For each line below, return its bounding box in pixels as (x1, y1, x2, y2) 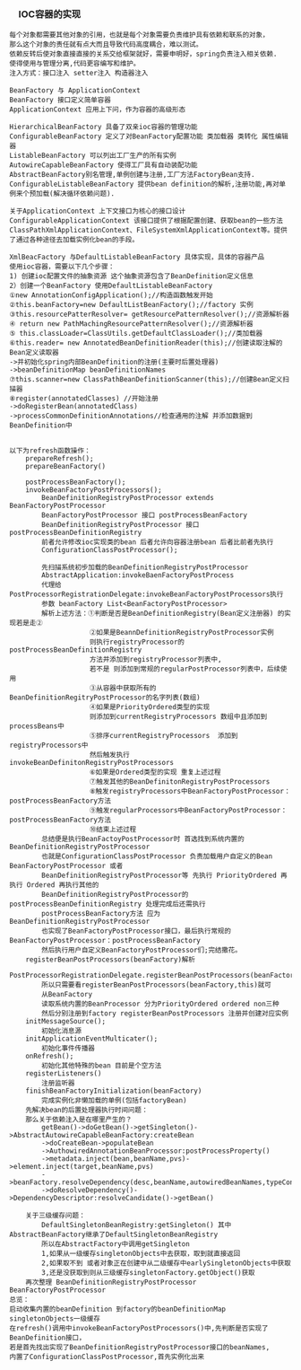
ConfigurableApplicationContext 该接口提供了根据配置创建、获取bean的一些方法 (9, 216, 284, 225)
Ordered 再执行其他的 (26, 881, 99, 890)
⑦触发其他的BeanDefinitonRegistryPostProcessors (89, 777, 271, 786)
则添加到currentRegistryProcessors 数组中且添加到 (89, 712, 268, 722)
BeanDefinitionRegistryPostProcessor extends (41, 494, 215, 503)
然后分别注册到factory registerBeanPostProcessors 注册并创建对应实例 (41, 1009, 289, 1018)
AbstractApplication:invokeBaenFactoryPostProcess (41, 571, 235, 580)
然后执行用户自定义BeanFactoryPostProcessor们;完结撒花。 (41, 945, 242, 955)
